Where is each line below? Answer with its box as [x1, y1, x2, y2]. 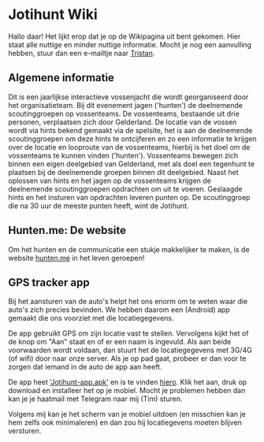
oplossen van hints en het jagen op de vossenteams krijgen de [8, 176, 211, 185]
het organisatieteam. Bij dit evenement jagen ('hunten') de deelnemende [8, 100, 243, 110]
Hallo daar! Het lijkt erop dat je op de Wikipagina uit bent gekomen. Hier [8, 32, 241, 41]
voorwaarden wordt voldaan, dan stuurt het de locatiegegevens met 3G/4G [8, 345, 252, 355]
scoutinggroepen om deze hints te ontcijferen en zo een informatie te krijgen [8, 134, 257, 143]
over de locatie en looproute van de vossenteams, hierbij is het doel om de [8, 142, 251, 151]
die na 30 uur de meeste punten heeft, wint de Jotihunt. [8, 201, 189, 210]
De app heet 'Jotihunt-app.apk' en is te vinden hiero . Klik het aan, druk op [8, 377, 247, 387]
